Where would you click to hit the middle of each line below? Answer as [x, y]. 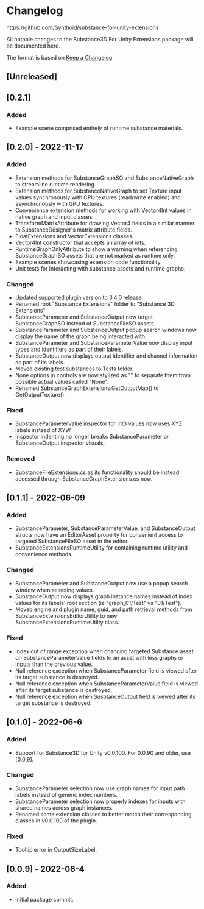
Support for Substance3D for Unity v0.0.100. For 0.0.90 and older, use [103, 752]
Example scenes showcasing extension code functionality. [89, 262]
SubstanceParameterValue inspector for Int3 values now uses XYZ [99, 423]
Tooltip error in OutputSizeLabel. [56, 850]
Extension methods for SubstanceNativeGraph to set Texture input [98, 191]
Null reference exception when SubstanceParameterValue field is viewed [107, 684]
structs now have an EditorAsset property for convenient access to [99, 535]
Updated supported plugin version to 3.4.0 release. [79, 297]
